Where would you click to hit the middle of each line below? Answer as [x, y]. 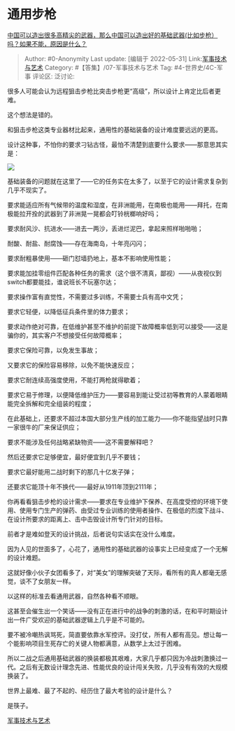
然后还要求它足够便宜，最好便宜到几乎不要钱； [74, 457]
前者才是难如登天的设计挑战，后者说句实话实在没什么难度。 [93, 534]
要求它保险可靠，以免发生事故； [53, 350]
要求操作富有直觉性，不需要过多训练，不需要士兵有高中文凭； [96, 297]
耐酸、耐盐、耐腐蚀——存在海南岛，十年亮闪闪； [78, 243]
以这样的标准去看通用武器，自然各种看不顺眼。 [74, 596]
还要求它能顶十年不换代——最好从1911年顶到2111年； [83, 487]
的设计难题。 [26, 557]
